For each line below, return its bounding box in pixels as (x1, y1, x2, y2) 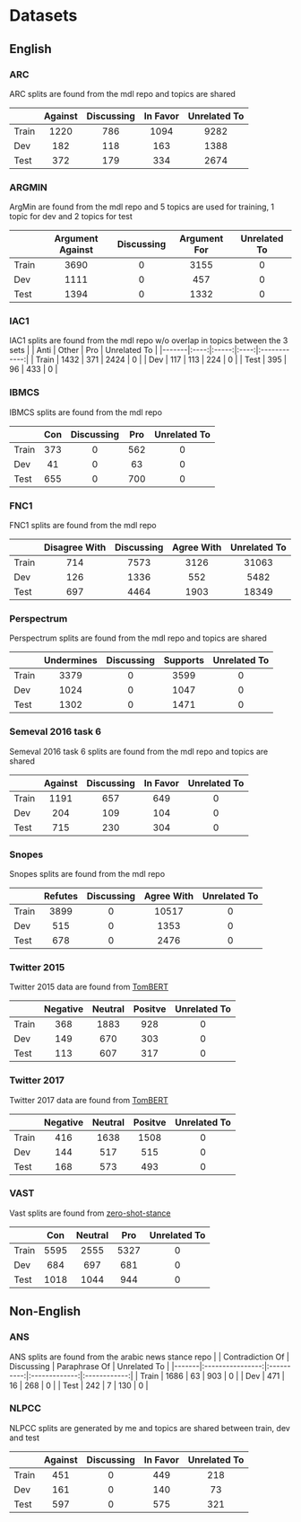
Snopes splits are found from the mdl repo (9, 868, 166, 879)
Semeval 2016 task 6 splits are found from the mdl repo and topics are (9, 746, 269, 757)
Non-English (9, 1304, 82, 1319)
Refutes (43, 889, 79, 902)
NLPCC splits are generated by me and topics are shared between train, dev (9, 1422, 291, 1433)
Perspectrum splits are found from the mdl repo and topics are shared (9, 633, 267, 643)
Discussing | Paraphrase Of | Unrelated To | (9, 1360, 170, 1371)
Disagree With (43, 541, 107, 553)
